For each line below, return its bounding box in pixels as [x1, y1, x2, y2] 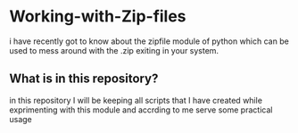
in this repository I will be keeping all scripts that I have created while [9, 95, 263, 105]
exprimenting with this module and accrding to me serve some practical [9, 104, 273, 115]
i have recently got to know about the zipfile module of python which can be [9, 36, 290, 46]
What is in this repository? [9, 71, 159, 87]
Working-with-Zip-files [9, 6, 186, 27]
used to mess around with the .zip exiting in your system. [9, 45, 219, 55]
